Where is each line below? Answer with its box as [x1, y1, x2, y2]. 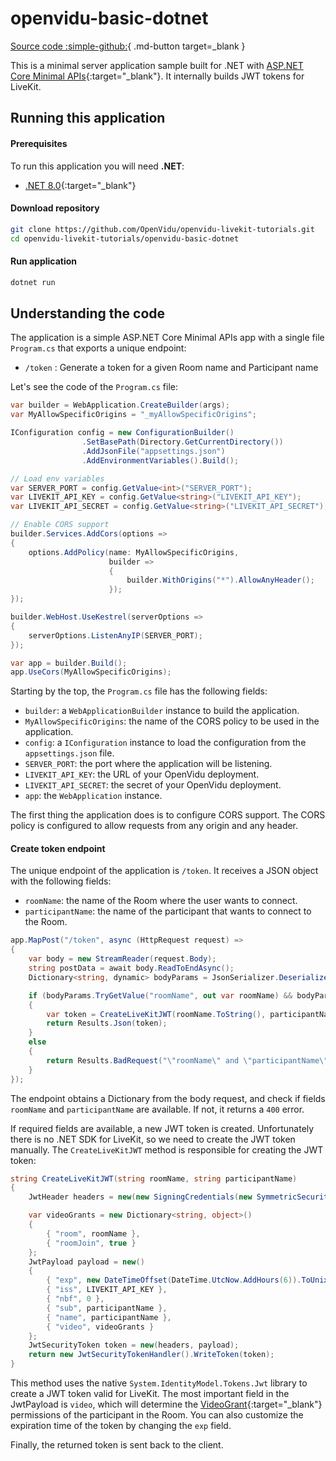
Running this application [10, 110, 166, 127]
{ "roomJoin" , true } [46, 1238, 137, 1248]
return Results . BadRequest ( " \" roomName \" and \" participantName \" [46, 1055, 329, 1066]
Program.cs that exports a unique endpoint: [10, 342, 187, 354]
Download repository [10, 202, 100, 214]
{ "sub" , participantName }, [46, 1303, 168, 1313]
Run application [10, 255, 78, 267]
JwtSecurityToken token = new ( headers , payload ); [28, 1340, 240, 1351]
